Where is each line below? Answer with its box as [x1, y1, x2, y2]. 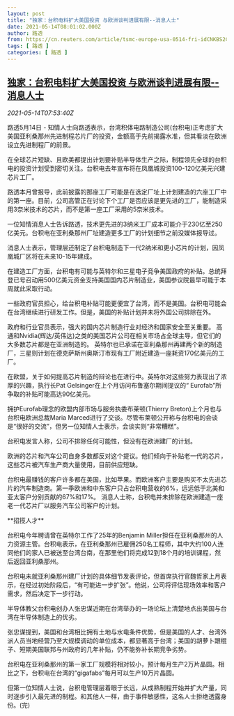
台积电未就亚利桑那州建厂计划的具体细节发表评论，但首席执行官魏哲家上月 [7, 572, 221, 580]
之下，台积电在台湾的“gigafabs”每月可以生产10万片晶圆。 [13, 669, 179, 677]
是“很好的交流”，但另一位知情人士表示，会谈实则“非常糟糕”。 [7, 422, 183, 430]
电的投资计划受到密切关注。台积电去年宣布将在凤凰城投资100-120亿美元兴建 [7, 164, 226, 172]
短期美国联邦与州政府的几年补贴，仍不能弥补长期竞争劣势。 [19, 645, 190, 653]
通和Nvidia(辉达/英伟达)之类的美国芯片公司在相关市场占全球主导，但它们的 [7, 331, 221, 340]
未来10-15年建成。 [43, 252, 96, 260]
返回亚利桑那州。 [13, 557, 63, 565]
